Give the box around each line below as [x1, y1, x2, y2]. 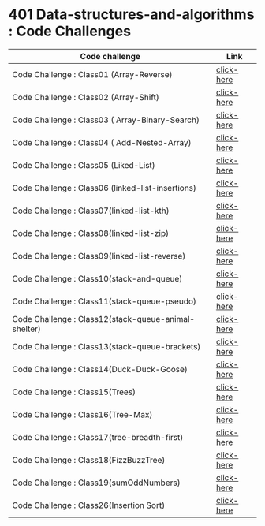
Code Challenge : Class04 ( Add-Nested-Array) [12, 136, 192, 147]
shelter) [12, 323, 42, 334]
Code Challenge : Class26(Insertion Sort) [12, 499, 166, 510]
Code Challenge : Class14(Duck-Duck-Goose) [12, 364, 188, 375]
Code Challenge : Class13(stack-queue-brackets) [12, 341, 201, 352]
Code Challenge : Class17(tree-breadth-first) [12, 431, 184, 442]
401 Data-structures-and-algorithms [8, 6, 255, 24]
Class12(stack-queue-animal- [77, 313, 196, 324]
